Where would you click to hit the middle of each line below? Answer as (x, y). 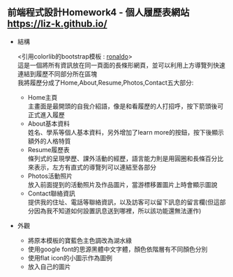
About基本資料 (49, 123)
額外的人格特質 (49, 141)
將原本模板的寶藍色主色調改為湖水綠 (80, 240)
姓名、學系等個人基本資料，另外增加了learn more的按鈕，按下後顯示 (126, 132)
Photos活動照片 (50, 176)
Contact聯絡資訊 (51, 193)
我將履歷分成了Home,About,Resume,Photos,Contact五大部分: (105, 82)
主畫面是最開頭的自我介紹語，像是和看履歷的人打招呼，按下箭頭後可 (126, 106)
